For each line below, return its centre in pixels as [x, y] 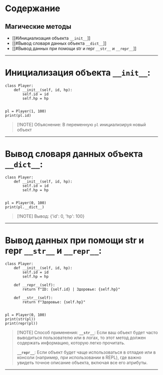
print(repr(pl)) [21, 323]
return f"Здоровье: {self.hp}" [54, 302]
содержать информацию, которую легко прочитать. [71, 343]
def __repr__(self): [34, 285]
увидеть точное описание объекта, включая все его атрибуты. [82, 362]
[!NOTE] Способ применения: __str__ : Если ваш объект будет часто [87, 332]
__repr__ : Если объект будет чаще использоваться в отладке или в [86, 352]
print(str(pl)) [20, 319]
